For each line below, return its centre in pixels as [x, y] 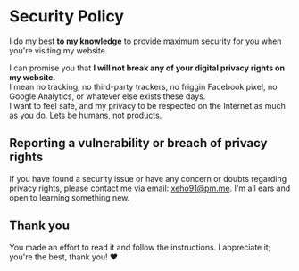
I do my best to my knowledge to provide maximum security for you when [145, 41]
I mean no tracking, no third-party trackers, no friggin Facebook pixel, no [143, 86]
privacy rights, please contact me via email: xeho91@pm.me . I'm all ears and [150, 188]
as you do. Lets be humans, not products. [86, 115]
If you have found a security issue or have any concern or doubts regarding [148, 178]
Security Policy [67, 16]
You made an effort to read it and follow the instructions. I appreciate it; [140, 247]
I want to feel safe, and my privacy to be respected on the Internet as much [147, 105]
